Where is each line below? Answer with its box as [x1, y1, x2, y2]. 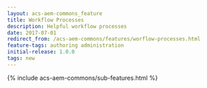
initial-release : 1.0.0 [7, 49, 75, 56]
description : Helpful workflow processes [7, 23, 127, 30]
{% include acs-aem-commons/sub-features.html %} [7, 74, 158, 82]
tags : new [7, 55, 36, 62]
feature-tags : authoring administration [7, 42, 125, 49]
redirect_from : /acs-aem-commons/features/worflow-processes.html [7, 36, 201, 43]
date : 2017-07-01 [7, 29, 57, 36]
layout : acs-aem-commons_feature [7, 10, 103, 17]
